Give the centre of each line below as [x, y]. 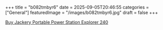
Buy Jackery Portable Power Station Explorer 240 [57, 22]
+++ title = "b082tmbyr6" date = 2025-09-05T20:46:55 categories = [77, 7]
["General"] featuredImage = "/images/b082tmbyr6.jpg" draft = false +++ [82, 12]
